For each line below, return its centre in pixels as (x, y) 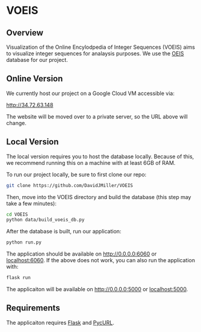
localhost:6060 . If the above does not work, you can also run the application (101, 260)
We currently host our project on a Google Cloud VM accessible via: (90, 93)
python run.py (24, 242)
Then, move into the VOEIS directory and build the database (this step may (99, 197)
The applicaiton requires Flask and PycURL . (60, 322)
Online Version (35, 79)
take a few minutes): (32, 203)
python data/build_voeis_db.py (45, 220)
